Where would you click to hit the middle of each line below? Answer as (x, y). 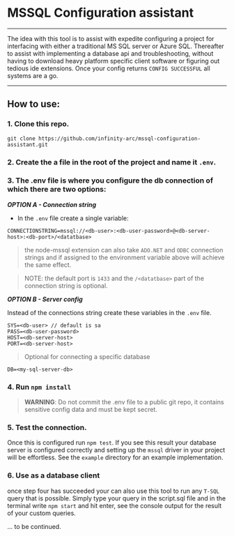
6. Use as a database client (54, 475)
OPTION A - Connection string (52, 204)
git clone (22, 138)
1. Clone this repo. (38, 124)
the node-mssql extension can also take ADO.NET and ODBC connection (124, 250)
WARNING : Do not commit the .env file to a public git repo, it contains (124, 402)
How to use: (34, 104)
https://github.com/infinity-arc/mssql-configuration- (119, 138)
